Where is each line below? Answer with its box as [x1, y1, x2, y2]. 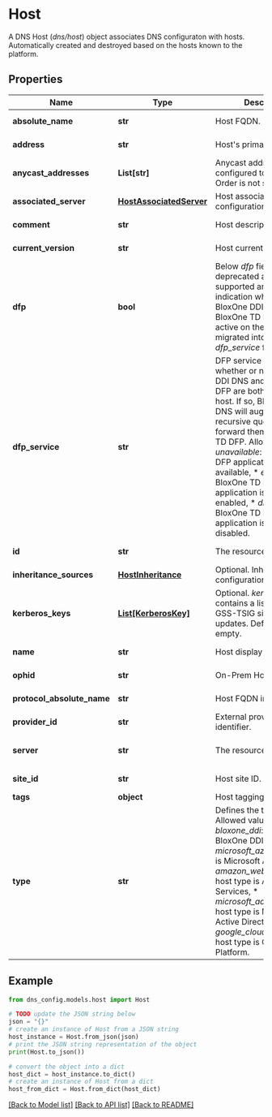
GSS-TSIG [215, 607, 256, 619]
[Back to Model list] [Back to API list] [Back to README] [8, 1100, 194, 1110]
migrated [215, 331, 249, 343]
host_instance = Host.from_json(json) [8, 1033, 139, 1042]
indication [215, 291, 253, 302]
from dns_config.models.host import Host [8, 995, 151, 1003]
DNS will [215, 405, 248, 416]
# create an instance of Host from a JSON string [8, 1025, 180, 1033]
